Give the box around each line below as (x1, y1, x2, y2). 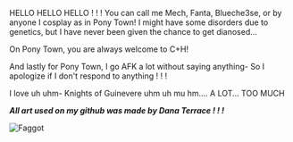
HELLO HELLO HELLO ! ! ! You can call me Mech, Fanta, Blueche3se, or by (9, 8, 282, 18)
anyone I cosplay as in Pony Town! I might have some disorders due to (9, 17, 269, 28)
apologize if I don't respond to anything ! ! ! (9, 71, 168, 81)
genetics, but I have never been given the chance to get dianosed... (9, 27, 257, 37)
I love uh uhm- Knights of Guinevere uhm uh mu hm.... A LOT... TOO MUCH (9, 88, 285, 98)
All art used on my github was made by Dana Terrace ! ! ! (9, 105, 225, 115)
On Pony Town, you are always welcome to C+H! (9, 44, 189, 54)
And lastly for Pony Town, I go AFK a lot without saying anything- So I (9, 62, 265, 71)
